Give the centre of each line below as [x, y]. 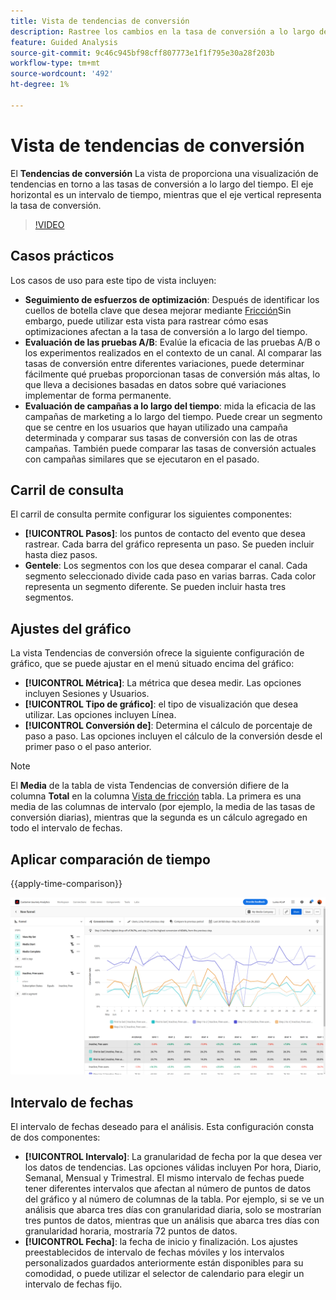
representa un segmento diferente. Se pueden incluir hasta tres [155, 587]
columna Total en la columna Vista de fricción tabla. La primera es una [156, 796]
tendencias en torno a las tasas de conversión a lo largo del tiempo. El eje [162, 184]
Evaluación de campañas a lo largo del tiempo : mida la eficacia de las [170, 406]
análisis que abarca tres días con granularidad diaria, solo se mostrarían [173, 1210]
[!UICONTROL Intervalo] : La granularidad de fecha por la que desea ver [173, 1157]
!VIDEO [49, 224]
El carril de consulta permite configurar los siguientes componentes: [151, 514]
